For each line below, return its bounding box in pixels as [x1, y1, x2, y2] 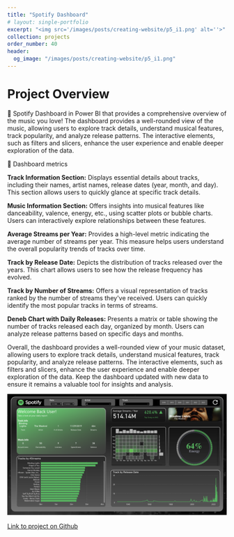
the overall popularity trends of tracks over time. [7, 244, 146, 253]
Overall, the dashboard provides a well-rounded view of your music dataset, [7, 343, 226, 351]
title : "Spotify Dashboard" [7, 11, 89, 18]
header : [7, 48, 30, 55]
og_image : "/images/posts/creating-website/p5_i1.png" [13, 56, 176, 63]
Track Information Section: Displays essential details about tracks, [7, 173, 200, 181]
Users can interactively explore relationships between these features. [7, 216, 207, 224]
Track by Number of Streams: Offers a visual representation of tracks [7, 286, 208, 295]
